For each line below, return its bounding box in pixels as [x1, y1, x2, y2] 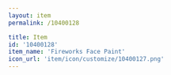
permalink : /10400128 [8, 19, 80, 27]
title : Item [8, 33, 47, 41]
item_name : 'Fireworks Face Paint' [8, 48, 126, 56]
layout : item [8, 11, 51, 20]
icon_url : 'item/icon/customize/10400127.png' [8, 55, 165, 63]
